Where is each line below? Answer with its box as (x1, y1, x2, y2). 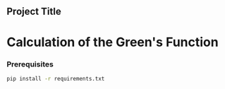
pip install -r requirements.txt (6, 75, 105, 82)
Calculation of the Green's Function (6, 34, 219, 50)
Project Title (6, 6, 61, 18)
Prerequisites (6, 59, 54, 69)
